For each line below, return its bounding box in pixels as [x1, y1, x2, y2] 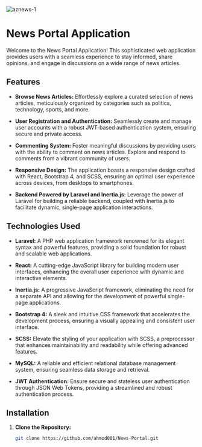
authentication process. [14, 390, 74, 398]
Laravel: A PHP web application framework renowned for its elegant [14, 237, 185, 244]
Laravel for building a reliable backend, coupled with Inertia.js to [14, 197, 175, 204]
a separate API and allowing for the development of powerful [14, 292, 166, 299]
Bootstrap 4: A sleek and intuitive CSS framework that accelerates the [14, 310, 190, 317]
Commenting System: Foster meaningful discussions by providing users [14, 142, 196, 149]
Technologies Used [6, 221, 80, 231]
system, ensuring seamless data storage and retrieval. [14, 366, 150, 373]
